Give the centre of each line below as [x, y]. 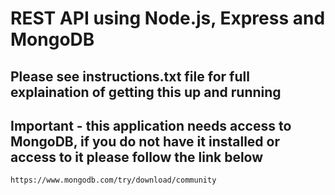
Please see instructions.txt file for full [130, 76]
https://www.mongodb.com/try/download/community [113, 180]
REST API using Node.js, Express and [168, 18]
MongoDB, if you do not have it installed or [145, 141]
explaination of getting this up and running [146, 92]
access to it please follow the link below [137, 157]
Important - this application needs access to [151, 125]
